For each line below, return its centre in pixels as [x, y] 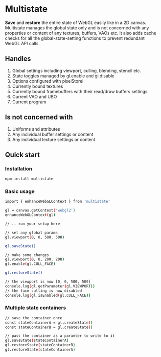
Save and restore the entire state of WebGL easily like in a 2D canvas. [76, 23]
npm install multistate [29, 179]
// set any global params [31, 233]
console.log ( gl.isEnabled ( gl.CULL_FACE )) [48, 295]
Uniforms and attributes [36, 129]
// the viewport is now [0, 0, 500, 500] [48, 282]
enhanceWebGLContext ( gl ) [30, 215]
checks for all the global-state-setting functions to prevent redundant [75, 38]
